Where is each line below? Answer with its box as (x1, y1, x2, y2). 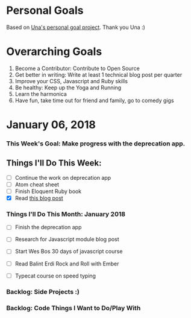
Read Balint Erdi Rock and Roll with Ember (14, 260, 119, 267)
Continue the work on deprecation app (14, 174, 111, 181)
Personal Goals (6, 4, 84, 17)
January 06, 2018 (6, 118, 96, 132)
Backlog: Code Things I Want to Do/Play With (6, 304, 141, 312)
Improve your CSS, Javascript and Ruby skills (14, 77, 128, 84)
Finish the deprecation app (14, 224, 82, 231)
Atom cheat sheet (14, 180, 59, 188)
